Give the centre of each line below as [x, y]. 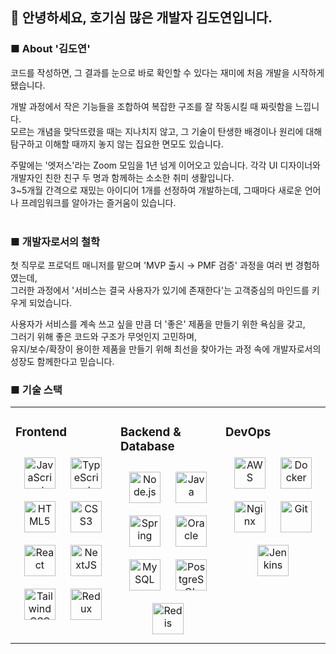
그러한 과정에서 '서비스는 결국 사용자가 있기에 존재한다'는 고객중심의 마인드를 [160, 290]
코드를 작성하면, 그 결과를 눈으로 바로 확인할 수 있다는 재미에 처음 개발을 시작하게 [167, 72]
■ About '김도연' [50, 49]
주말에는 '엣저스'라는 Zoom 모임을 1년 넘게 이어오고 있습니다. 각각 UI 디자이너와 [165, 165]
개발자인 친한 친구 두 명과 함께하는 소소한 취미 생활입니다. [122, 177]
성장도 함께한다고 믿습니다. [62, 361]
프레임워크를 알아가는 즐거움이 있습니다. [98, 202]
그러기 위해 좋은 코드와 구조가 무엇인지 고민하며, [104, 336]
